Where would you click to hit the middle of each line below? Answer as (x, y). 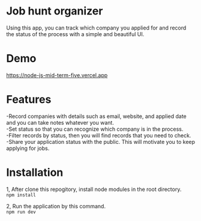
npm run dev (21, 212)
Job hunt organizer (55, 11)
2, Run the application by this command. (56, 206)
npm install (21, 195)
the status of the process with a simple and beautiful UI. (75, 34)
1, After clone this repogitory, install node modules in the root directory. (94, 189)
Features (29, 100)
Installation (35, 172)
